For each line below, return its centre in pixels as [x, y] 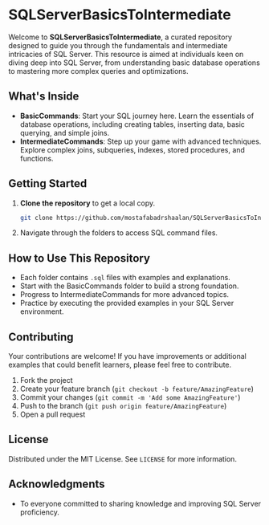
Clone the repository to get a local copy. [87, 203]
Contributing [41, 337]
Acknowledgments [57, 484]
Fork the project [47, 381]
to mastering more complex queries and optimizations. [98, 71]
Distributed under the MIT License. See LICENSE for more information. [122, 458]
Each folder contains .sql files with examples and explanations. [125, 278]
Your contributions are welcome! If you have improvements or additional [127, 356]
